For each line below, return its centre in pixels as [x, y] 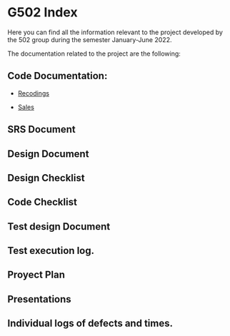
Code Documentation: [57, 76]
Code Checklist [42, 202]
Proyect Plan [36, 275]
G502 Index [42, 12]
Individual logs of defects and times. [90, 324]
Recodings [34, 93]
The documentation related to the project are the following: [94, 54]
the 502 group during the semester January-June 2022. [90, 39]
